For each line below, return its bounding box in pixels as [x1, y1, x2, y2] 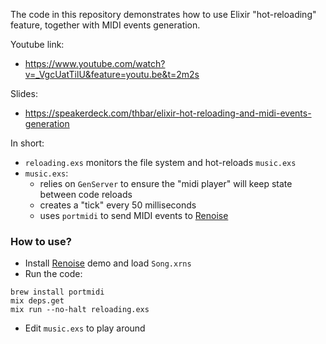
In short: [10, 137, 45, 149]
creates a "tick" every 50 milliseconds [39, 199, 197, 211]
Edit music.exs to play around [24, 322, 146, 334]
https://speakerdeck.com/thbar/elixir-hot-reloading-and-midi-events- [24, 107, 312, 119]
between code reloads [39, 189, 133, 200]
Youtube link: [10, 39, 65, 50]
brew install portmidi [10, 287, 105, 298]
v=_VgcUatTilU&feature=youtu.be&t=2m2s [24, 69, 200, 80]
